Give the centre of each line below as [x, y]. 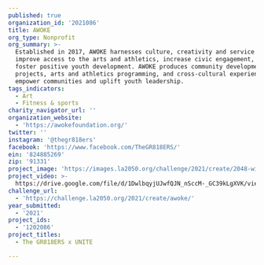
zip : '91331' [29, 162]
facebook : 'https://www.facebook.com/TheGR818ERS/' [94, 147]
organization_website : [45, 118]
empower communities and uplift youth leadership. [100, 81]
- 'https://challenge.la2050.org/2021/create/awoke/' [105, 198]
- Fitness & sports [47, 103]
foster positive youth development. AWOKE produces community [119, 67]
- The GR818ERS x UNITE [54, 242]
